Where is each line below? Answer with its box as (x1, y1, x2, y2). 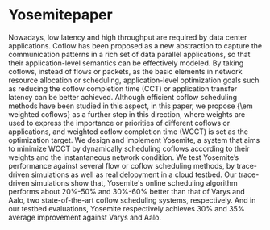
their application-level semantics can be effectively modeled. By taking (8, 58, 244, 68)
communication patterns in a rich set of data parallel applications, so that (8, 49, 251, 59)
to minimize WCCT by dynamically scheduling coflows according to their (8, 144, 250, 153)
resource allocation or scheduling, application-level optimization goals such (8, 75, 260, 85)
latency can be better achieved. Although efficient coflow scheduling (8, 92, 238, 102)
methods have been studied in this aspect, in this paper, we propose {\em (8, 101, 253, 111)
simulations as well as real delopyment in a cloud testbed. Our (31, 169, 237, 179)
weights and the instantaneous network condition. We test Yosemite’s (8, 152, 239, 162)
